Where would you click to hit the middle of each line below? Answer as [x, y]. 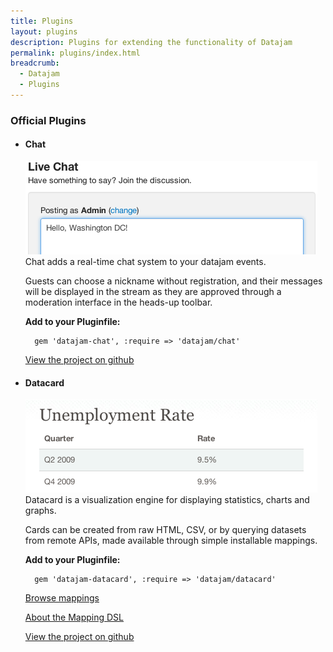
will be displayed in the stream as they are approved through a [153, 291]
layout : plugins [44, 31]
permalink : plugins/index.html [75, 53]
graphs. [40, 511]
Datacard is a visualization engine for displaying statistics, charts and [167, 500]
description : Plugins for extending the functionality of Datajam [151, 42]
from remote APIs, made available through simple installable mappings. [171, 541]
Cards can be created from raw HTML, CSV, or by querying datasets [165, 530]
